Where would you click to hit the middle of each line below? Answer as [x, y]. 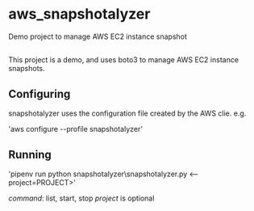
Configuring [40, 94]
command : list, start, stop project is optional [81, 198]
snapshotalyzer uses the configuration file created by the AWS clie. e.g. [127, 113]
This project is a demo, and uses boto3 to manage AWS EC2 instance [124, 60]
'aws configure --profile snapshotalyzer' [76, 129]
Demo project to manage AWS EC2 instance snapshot [98, 36]
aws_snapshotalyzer [79, 14]
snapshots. [27, 69]
